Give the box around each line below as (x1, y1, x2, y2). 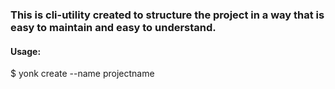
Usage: (10, 45, 42, 57)
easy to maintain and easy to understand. (10, 20, 217, 34)
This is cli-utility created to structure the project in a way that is (10, 8, 325, 22)
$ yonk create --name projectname (10, 68, 155, 80)
